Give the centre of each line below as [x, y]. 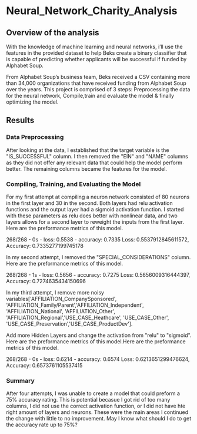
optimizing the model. [32, 102]
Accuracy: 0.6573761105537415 [44, 365]
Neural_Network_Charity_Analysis [92, 11]
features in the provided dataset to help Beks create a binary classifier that [96, 53]
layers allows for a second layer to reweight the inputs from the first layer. [95, 221]
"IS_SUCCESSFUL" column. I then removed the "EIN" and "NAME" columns [97, 156]
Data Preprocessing [35, 137]
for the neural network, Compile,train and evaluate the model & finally [90, 96]
